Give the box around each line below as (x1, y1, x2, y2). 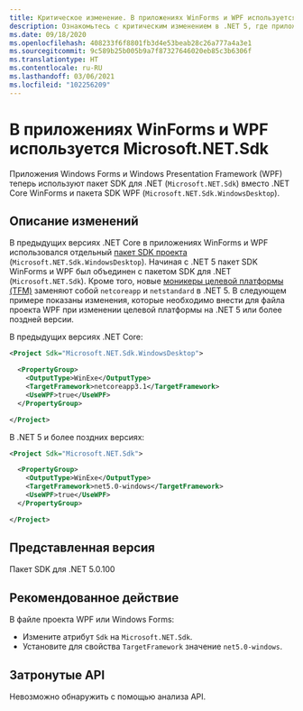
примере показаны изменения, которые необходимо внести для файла (9, 295, 286, 306)
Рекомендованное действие (9, 590, 179, 605)
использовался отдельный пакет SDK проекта (9, 247, 188, 258)
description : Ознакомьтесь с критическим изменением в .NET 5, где (9, 22, 269, 31)
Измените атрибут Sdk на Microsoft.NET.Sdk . (22, 632, 193, 642)
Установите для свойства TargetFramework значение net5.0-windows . (22, 642, 282, 652)
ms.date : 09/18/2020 (9, 30, 87, 39)
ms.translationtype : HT (9, 55, 99, 64)
